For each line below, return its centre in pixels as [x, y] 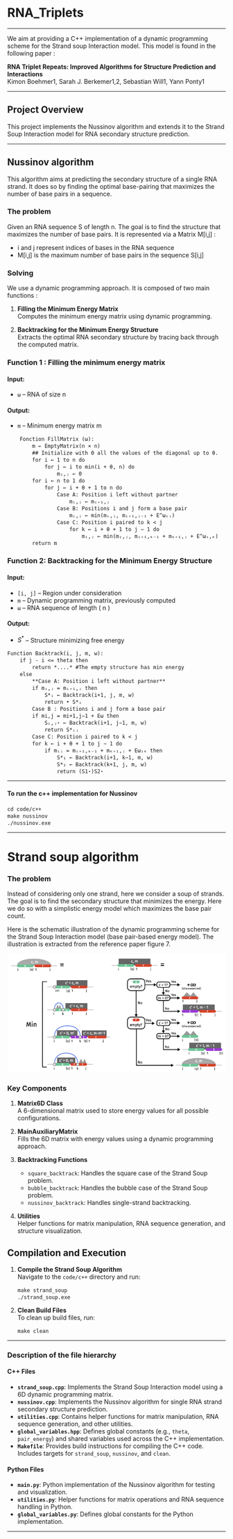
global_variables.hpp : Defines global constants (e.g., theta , [103, 1431]
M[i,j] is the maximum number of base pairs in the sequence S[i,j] [111, 255]
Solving [20, 273]
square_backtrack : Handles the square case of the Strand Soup [118, 1173]
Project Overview [45, 110]
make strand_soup [42, 1290]
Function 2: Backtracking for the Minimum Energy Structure [110, 561]
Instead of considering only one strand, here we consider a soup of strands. [115, 894]
